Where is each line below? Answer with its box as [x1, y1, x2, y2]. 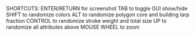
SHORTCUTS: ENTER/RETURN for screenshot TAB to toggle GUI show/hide [6, 5, 188, 12]
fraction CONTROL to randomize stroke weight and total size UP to [6, 17, 167, 24]
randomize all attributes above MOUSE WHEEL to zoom [6, 23, 140, 30]
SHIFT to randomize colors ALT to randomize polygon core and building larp [6, 11, 190, 18]
